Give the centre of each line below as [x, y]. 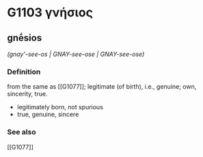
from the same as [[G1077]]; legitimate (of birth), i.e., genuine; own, [102, 87]
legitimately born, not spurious [60, 107]
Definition [24, 72]
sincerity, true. [27, 94]
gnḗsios [25, 38]
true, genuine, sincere [48, 115]
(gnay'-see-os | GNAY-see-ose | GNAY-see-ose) [76, 54]
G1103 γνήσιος [50, 13]
